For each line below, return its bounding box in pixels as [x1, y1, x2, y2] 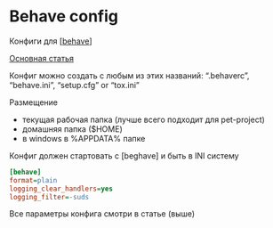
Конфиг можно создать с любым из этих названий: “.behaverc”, [9, 69, 250, 81]
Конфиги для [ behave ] [9, 36, 92, 46]
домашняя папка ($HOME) [21, 123, 123, 134]
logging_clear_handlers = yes [9, 184, 114, 193]
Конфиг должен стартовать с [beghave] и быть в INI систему [9, 150, 239, 161]
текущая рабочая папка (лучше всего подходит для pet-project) [21, 114, 265, 125]
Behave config [9, 6, 118, 27]
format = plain [9, 175, 58, 184]
